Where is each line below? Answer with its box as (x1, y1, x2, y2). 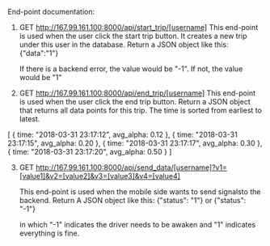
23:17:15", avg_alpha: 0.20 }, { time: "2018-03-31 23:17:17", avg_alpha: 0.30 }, (7, 138, 263, 148)
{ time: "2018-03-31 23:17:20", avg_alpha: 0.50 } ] (7, 147, 172, 156)
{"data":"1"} (19, 49, 59, 57)
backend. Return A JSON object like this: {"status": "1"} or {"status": (19, 196, 247, 205)
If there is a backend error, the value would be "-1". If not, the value (19, 64, 243, 74)
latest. (19, 114, 40, 124)
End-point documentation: (7, 7, 95, 16)
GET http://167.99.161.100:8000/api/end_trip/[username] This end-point (19, 88, 256, 98)
